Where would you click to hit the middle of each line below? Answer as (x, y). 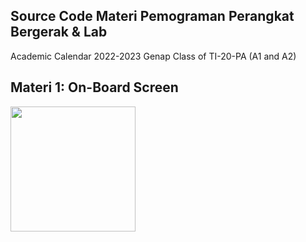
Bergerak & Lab (59, 32)
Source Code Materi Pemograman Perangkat (152, 16)
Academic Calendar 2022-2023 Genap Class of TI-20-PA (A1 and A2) (153, 56)
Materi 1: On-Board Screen (94, 87)
